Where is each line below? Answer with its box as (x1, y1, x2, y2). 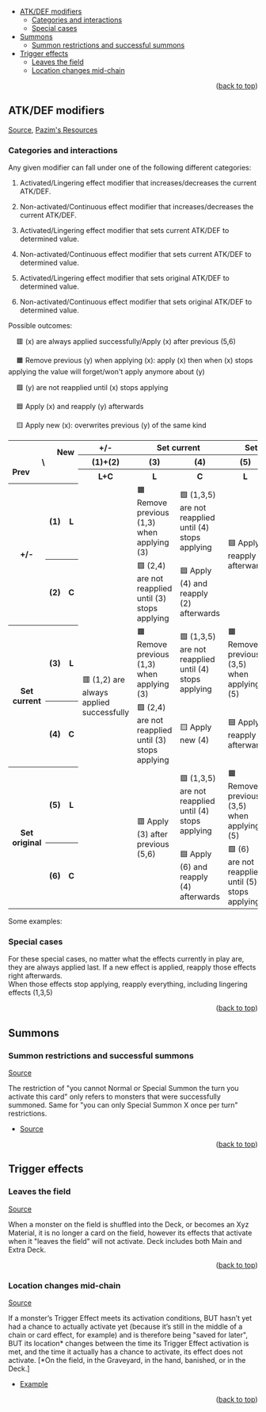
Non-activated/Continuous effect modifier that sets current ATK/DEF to (19, 250, 252, 259)
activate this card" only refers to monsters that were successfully (8, 1092, 222, 1101)
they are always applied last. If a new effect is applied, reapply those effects (8, 962, 256, 972)
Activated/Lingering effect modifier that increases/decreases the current (19, 178, 257, 188)
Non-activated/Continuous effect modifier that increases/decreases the (19, 202, 254, 212)
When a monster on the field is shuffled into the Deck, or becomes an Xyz (8, 1219, 249, 1229)
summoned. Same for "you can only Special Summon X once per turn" (8, 1100, 239, 1110)
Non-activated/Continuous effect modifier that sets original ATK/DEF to (19, 297, 253, 307)
